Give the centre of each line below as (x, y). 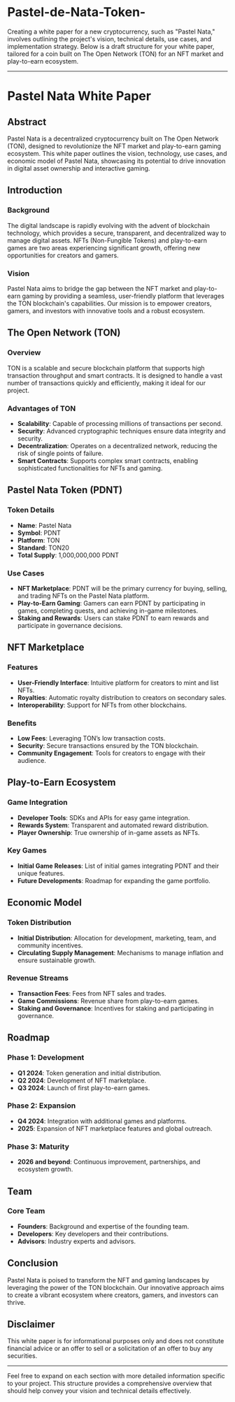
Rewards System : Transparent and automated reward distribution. (113, 825)
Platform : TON (38, 540)
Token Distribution (40, 922)
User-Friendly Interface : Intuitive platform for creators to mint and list (118, 682)
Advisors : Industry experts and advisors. (77, 1241)
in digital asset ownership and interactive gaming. (79, 168)
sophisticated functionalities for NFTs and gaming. (90, 468)
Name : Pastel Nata (44, 525)
